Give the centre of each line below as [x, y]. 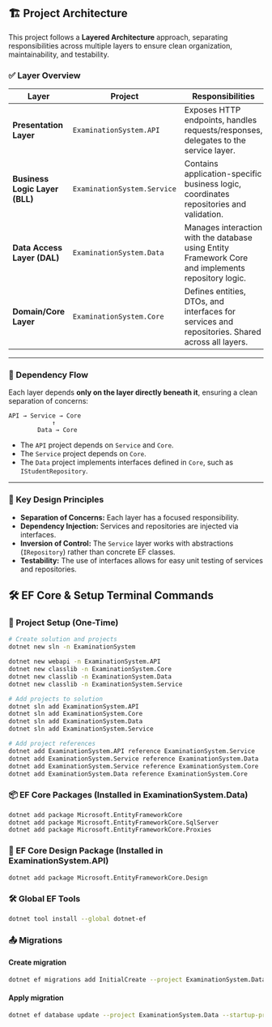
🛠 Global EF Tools [45, 899]
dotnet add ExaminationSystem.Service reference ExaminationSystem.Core [134, 766]
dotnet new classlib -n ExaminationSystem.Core [90, 670]
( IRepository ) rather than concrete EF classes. [98, 552]
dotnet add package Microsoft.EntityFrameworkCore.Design [108, 878]
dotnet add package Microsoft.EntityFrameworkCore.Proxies [110, 830]
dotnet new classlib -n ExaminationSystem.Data [90, 676]
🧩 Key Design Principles [56, 499]
